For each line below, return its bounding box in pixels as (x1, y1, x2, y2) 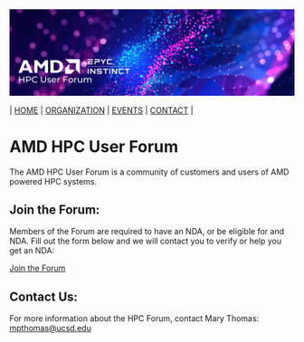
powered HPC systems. (9, 176, 98, 186)
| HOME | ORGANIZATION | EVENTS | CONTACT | (9, 104, 194, 116)
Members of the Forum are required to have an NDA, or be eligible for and (9, 226, 285, 237)
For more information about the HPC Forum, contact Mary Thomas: (9, 313, 260, 324)
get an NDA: (9, 245, 55, 256)
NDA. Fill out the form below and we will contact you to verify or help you (9, 235, 282, 247)
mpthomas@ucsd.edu (9, 323, 92, 334)
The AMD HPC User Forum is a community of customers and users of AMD (9, 166, 290, 177)
